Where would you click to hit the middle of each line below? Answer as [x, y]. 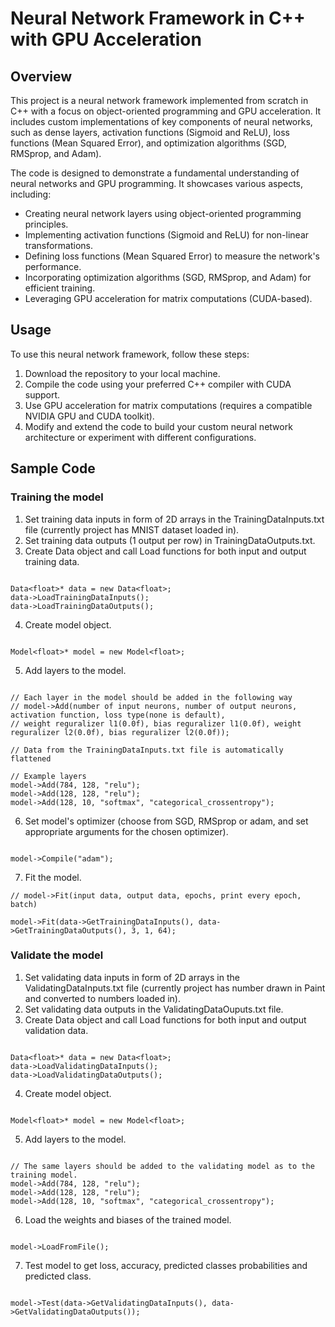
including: [31, 194]
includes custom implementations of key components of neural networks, [161, 121]
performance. [53, 266]
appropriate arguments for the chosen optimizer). [126, 831]
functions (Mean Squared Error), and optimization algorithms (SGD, [148, 143]
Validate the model [57, 955]
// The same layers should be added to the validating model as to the [162, 1166]
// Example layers [48, 776]
